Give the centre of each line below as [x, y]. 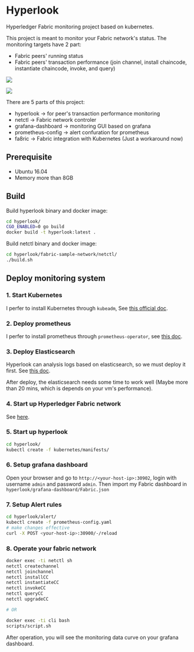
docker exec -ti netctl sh [39, 560]
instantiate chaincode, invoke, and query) [65, 68]
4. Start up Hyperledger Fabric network [64, 404]
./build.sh [19, 260]
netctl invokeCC [26, 588]
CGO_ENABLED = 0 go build [35, 227]
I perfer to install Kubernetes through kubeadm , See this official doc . [87, 308]
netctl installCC [27, 577]
